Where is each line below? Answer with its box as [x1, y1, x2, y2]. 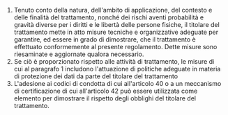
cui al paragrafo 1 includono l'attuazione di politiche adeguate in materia [13, 65, 221, 73]
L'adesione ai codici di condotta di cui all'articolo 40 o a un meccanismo [13, 80, 222, 87]
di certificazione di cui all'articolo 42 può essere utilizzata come [13, 87, 198, 95]
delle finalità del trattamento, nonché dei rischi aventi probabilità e [13, 13, 204, 21]
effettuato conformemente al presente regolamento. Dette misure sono [13, 43, 218, 51]
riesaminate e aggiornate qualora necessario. [13, 50, 144, 58]
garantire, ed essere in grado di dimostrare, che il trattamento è [13, 35, 197, 44]
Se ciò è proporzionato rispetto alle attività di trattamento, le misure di [13, 57, 215, 65]
